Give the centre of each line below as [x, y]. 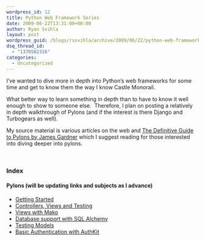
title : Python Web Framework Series [53, 18]
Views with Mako [37, 212]
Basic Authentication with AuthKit [57, 232]
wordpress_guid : [27, 40]
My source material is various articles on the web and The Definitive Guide [100, 130]
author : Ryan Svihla [33, 29]
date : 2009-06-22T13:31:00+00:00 [49, 23]
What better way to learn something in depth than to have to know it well [98, 99]
